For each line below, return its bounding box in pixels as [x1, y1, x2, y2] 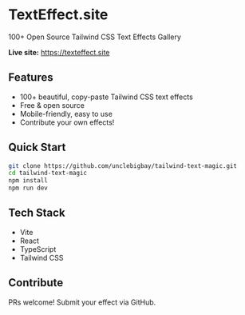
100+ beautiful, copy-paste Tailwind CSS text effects [19, 92, 193, 102]
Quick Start [8, 141, 66, 154]
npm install [8, 177, 48, 185]
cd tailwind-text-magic [8, 169, 88, 177]
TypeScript [19, 244, 57, 253]
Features [8, 70, 53, 85]
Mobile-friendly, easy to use [19, 109, 113, 118]
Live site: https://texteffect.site [8, 47, 110, 57]
